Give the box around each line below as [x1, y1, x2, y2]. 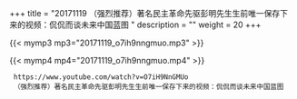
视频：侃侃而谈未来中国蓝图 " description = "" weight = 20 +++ [25, 19, 262, 30]
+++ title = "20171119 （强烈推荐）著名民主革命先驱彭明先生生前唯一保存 [9, 8, 281, 18]
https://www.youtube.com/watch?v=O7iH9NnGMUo [13, 73, 189, 82]
